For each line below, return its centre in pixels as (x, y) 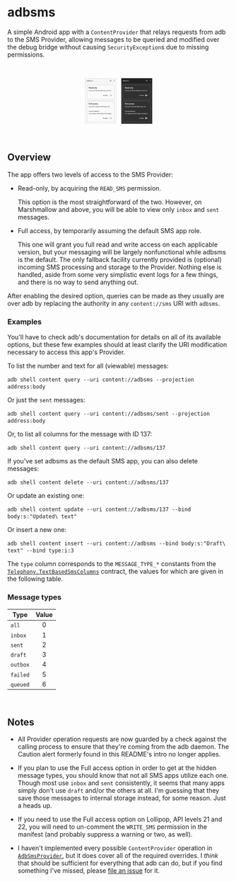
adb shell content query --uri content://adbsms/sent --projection (109, 414)
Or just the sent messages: (47, 400)
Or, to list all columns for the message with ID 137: (80, 434)
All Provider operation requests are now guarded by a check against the (122, 739)
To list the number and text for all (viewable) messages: (88, 366)
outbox (20, 665)
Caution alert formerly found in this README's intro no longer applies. (119, 754)
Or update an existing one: (46, 496)
